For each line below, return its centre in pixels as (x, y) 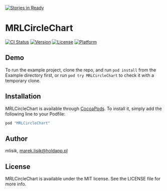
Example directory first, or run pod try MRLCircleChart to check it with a (80, 75)
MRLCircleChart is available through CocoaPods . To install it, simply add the (83, 109)
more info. (16, 184)
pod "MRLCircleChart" (28, 123)
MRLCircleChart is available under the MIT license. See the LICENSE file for (83, 179)
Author (16, 138)
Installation (23, 96)
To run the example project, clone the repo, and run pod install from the (81, 70)
